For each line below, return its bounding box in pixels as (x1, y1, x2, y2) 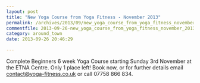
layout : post (6, 8, 39, 15)
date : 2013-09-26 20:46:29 (6, 36, 73, 42)
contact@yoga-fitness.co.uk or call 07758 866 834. (6, 71, 133, 77)
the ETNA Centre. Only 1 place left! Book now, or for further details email (6, 64, 183, 71)
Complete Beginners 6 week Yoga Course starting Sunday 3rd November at (6, 58, 192, 65)
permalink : (6, 20, 33, 25)
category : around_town (6, 31, 62, 37)
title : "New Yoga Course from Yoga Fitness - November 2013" (6, 14, 161, 20)
